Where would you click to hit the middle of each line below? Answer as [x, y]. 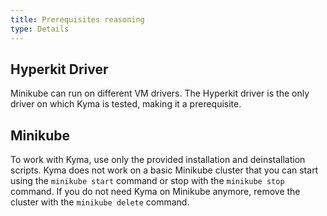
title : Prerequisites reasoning [77, 19]
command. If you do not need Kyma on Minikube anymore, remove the [155, 192]
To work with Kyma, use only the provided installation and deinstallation [158, 160]
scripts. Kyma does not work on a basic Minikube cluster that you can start [164, 170]
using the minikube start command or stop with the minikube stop [147, 181]
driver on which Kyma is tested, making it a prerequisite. [126, 104]
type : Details [40, 29]
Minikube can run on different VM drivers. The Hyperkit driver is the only [160, 93]
